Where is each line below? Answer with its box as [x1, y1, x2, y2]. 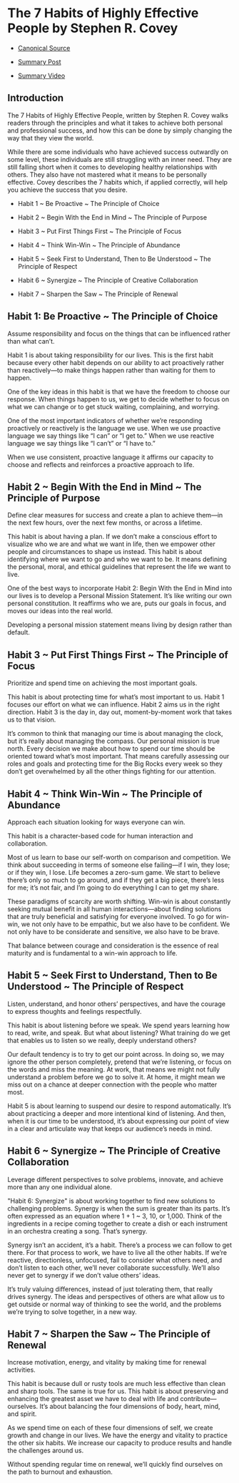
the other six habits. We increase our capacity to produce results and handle [7, 1439, 233, 1447]
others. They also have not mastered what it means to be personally [7, 170, 207, 179]
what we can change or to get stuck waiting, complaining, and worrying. [7, 402, 220, 411]
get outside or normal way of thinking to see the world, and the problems [7, 1300, 222, 1308]
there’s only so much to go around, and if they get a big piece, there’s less [7, 876, 225, 884]
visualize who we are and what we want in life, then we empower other [7, 540, 215, 548]
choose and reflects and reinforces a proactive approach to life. [7, 460, 195, 468]
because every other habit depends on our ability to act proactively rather [7, 358, 225, 366]
